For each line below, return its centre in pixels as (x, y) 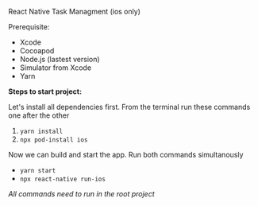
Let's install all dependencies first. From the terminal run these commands (129, 107)
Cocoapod (37, 51)
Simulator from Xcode (56, 68)
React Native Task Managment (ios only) (75, 12)
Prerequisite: (29, 27)
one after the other (39, 115)
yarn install (41, 131)
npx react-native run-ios (62, 179)
